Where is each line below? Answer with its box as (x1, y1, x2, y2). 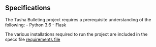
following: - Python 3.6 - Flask (5, 22, 66, 28)
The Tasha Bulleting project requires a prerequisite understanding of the (5, 16, 152, 22)
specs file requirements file (5, 36, 61, 42)
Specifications (5, 4, 51, 12)
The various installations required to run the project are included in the (5, 31, 148, 37)
